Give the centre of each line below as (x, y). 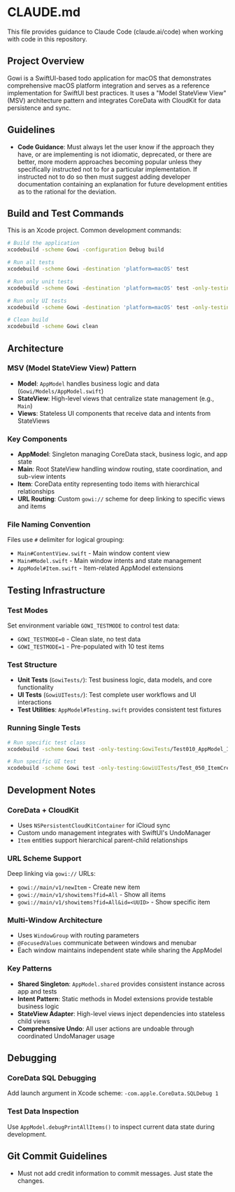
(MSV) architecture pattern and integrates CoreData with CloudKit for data (114, 100)
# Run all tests (31, 263)
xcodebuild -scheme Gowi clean (53, 327)
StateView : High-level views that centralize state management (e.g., (116, 398)
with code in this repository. (47, 39)
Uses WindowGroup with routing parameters (78, 935)
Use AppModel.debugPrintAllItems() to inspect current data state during (111, 1127)
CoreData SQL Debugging (52, 1078)
